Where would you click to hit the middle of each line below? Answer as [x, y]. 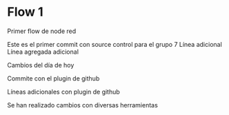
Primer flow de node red [42, 31]
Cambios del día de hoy [41, 65]
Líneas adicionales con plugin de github [64, 92]
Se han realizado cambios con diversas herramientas [83, 105]
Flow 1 [25, 12]
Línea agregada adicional [43, 52]
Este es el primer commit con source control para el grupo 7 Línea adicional [114, 44]
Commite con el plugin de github [53, 78]
